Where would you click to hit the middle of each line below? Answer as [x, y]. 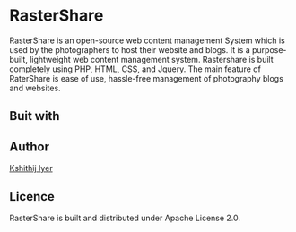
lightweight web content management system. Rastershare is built [152, 59]
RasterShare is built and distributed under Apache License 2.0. [125, 218]
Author [29, 146]
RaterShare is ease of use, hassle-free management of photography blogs [147, 78]
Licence [32, 197]
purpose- [269, 49]
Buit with [35, 116]
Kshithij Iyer [31, 168]
